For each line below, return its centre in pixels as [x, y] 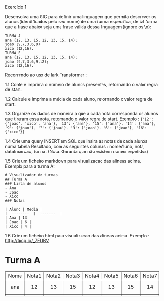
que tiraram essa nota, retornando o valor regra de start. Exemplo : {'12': [79, 119]
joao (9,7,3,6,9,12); [27, 62]
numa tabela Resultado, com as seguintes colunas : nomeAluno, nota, [75, 146]
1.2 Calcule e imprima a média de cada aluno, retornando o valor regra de [79, 99]
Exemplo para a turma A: [30, 166]
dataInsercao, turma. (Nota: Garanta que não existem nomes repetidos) [77, 151]
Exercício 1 [16, 7]
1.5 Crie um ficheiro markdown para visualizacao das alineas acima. [73, 161]
